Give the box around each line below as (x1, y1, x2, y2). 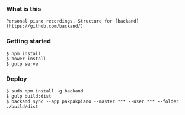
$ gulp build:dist (6, 93, 52, 99)
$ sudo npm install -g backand (6, 88, 84, 94)
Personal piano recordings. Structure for (6, 18, 113, 24)
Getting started (6, 37, 52, 46)
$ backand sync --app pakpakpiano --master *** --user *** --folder (6, 98, 179, 104)
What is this (6, 5, 42, 13)
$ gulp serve (6, 61, 39, 67)
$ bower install (6, 56, 46, 62)
